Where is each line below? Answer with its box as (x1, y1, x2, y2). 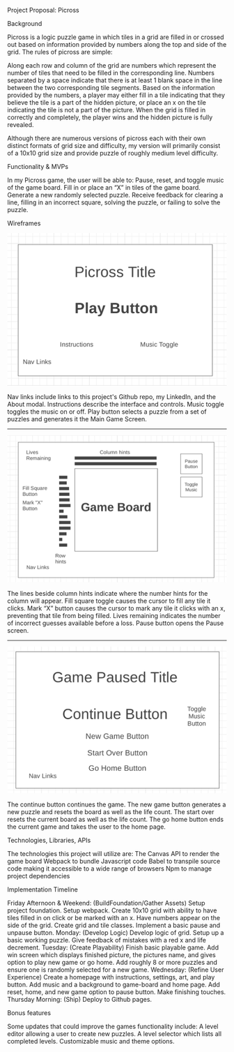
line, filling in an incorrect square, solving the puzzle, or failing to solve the (7, 198, 221, 206)
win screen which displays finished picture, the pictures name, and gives (7, 951, 216, 959)
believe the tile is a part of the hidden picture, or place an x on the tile (7, 98, 207, 107)
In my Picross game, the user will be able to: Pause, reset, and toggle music (7, 176, 224, 184)
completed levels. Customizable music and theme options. (7, 1037, 175, 1046)
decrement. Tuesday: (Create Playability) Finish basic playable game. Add (7, 943, 219, 952)
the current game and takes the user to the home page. (7, 822, 166, 831)
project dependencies (7, 872, 70, 880)
